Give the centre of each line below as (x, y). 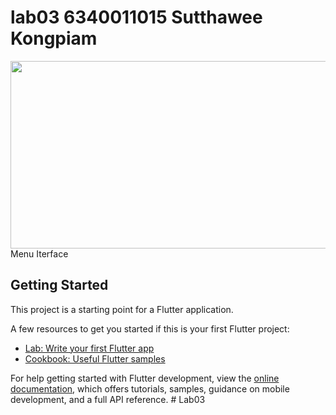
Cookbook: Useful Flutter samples (95, 358)
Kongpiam (54, 38)
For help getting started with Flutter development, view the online (145, 378)
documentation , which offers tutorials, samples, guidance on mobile (150, 388)
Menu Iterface (39, 253)
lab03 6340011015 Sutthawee (136, 17)
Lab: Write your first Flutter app (89, 348)
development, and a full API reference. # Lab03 (108, 399)
